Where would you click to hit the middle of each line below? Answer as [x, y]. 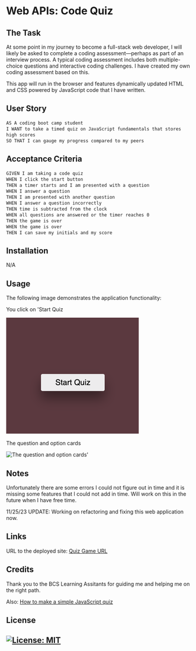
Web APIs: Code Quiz [60, 11]
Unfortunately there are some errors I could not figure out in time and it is [95, 488]
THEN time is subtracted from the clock [57, 209]
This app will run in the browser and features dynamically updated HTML [95, 84]
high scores [21, 135]
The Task [24, 33]
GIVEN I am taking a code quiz [45, 173]
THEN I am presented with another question [61, 197]
